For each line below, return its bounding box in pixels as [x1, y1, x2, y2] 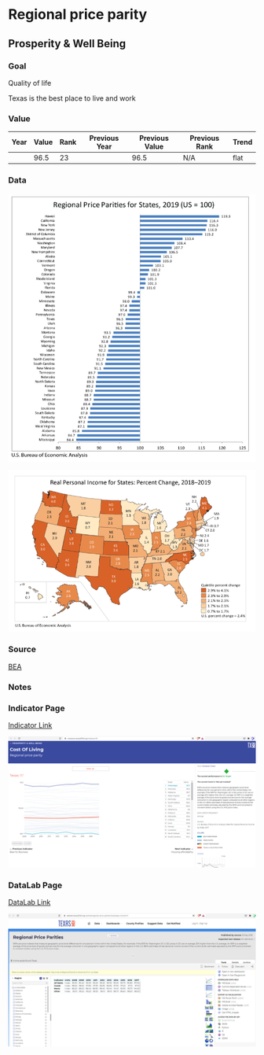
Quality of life [8, 78, 52, 87]
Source [8, 644, 37, 655]
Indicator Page [8, 703, 65, 714]
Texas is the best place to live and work [8, 93, 136, 103]
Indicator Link [8, 721, 53, 730]
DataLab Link [8, 898, 51, 907]
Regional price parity [8, 6, 148, 24]
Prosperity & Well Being [8, 37, 126, 50]
